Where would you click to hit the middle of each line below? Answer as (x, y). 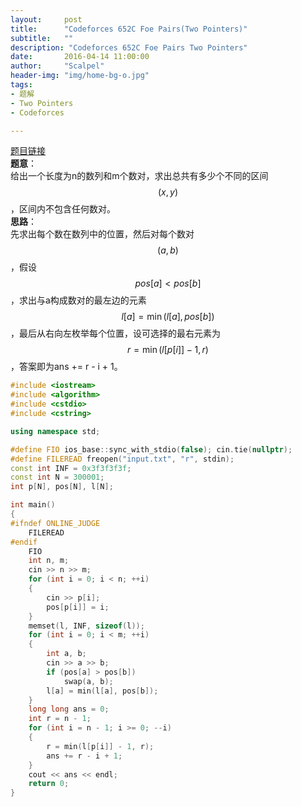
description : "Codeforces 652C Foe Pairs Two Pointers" (129, 47)
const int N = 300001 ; (57, 477)
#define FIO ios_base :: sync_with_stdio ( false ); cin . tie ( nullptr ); (151, 449)
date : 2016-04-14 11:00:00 (80, 57)
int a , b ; (66, 654)
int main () (33, 505)
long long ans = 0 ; (69, 709)
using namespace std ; (55, 431)
